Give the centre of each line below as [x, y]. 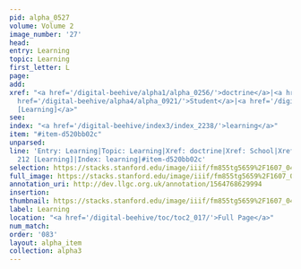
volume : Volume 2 [42, 26]
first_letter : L [39, 68]
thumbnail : [30, 201]
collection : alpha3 [46, 251]
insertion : [30, 193]
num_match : [30, 226]
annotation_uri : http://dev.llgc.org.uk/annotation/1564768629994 [136, 185]
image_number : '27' [46, 34]
